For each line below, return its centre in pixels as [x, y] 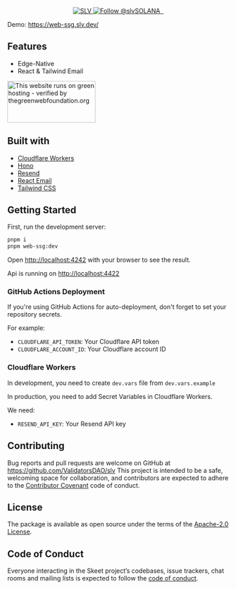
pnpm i [17, 240]
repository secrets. [35, 315]
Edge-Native [36, 63]
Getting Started [42, 210]
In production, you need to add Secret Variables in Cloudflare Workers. [110, 396]
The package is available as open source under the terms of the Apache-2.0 [118, 524]
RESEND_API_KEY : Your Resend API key [72, 424]
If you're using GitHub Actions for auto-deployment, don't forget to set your [117, 307]
